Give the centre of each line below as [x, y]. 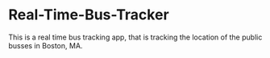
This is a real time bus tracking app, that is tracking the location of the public [135, 37]
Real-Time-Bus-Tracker [89, 15]
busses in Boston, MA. [46, 45]
